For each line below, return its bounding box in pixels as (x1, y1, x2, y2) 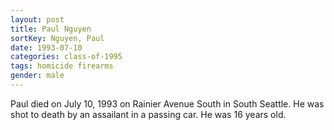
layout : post (10, 14, 65, 25)
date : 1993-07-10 (10, 42, 83, 53)
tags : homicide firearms (10, 61, 114, 71)
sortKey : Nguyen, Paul (10, 33, 105, 43)
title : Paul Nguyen (10, 24, 92, 34)
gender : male (10, 71, 65, 81)
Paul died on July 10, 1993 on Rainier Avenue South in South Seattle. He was (10, 97, 325, 110)
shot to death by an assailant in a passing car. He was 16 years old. (10, 108, 287, 120)
